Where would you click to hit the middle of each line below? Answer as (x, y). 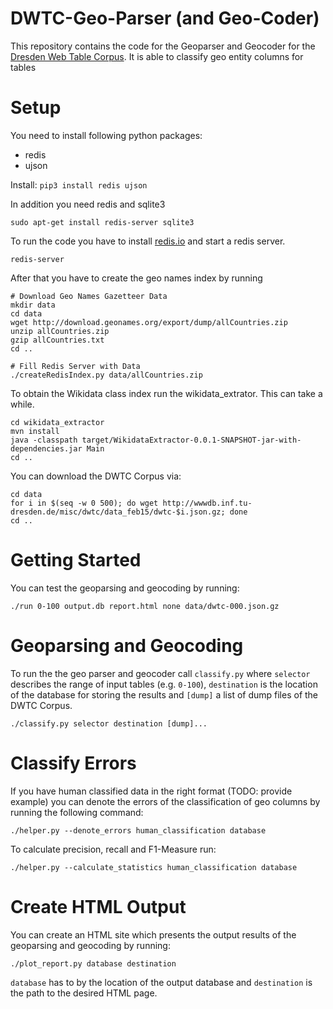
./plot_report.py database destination (93, 963)
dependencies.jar (46, 448)
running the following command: (77, 812)
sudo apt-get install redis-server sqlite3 (102, 222)
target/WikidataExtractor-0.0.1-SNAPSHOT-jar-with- (191, 440)
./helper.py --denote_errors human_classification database (138, 830)
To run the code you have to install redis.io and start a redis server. (148, 241)
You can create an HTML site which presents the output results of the (153, 934)
